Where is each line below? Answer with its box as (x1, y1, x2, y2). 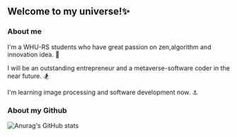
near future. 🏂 (7, 72, 50, 80)
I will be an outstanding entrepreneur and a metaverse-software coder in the (7, 63, 230, 72)
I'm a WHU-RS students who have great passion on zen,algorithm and (7, 42, 212, 51)
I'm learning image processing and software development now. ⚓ (7, 88, 198, 96)
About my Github (7, 105, 67, 115)
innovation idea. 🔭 (7, 50, 60, 58)
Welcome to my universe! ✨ (7, 6, 130, 18)
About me (7, 27, 42, 37)
